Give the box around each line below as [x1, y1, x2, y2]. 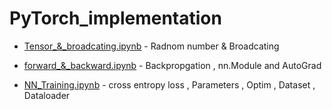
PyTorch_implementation [9, 7, 222, 30]
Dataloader [23, 89, 71, 101]
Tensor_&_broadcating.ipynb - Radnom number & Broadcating [23, 40, 280, 52]
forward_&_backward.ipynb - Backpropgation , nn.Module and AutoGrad [23, 59, 322, 71]
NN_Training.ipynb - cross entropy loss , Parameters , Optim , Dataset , [23, 78, 316, 91]
